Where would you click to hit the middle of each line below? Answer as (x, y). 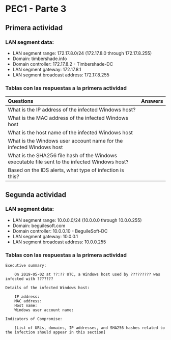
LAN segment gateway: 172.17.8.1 (47, 69)
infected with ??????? (29, 279)
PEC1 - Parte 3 (36, 9)
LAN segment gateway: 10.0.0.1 (45, 236)
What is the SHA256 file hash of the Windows (63, 156)
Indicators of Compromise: (34, 319)
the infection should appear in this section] (55, 332)
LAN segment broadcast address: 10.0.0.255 (59, 242)
